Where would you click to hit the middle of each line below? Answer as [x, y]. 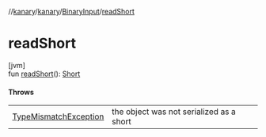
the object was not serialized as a [174, 112]
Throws [21, 92]
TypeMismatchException [58, 116]
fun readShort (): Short [44, 74]
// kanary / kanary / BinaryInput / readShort [71, 11]
